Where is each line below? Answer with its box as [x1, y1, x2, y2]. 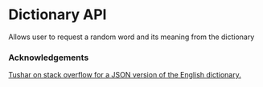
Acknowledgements [8, 52, 89, 63]
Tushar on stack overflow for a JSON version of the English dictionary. [8, 70, 241, 80]
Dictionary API [8, 6, 107, 24]
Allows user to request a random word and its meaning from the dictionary [8, 32, 255, 42]
